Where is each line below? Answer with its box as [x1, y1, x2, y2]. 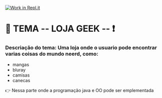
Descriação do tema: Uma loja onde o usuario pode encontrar [5, 44, 157, 51]
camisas [12, 72, 30, 78]
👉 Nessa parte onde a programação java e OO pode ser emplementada [5, 88, 154, 94]
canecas [12, 78, 30, 84]
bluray [12, 67, 26, 73]
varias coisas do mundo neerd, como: [5, 50, 98, 57]
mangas [12, 62, 29, 68]
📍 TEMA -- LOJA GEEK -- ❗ [5, 23, 115, 34]
